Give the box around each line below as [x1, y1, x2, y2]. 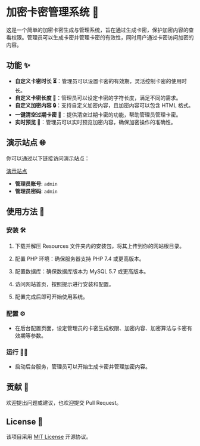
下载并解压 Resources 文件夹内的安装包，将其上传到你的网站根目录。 [14, 242, 185, 250]
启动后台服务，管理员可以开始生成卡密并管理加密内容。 [14, 362, 151, 370]
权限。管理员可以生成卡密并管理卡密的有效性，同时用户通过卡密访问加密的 [11, 33, 194, 41]
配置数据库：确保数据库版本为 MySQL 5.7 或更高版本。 [14, 268, 149, 275]
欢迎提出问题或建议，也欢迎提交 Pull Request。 [6, 399, 122, 406]
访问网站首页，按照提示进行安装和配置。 [14, 281, 114, 288]
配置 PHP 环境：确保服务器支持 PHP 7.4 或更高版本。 [14, 255, 145, 263]
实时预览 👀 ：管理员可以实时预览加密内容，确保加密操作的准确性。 [14, 118, 177, 125]
